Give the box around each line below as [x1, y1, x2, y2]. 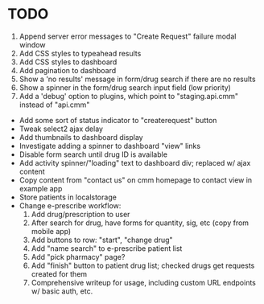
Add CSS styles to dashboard [19, 57, 118, 67]
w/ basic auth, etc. [31, 286, 93, 296]
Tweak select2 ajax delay [19, 124, 104, 134]
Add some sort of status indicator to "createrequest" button [19, 115, 217, 125]
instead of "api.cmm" [19, 100, 90, 109]
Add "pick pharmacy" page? [31, 252, 126, 261]
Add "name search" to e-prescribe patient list [31, 243, 183, 253]
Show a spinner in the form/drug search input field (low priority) [19, 82, 231, 92]
